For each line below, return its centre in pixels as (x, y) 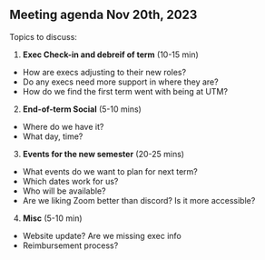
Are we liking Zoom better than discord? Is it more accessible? (139, 200)
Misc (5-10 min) (53, 218)
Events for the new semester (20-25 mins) (103, 154)
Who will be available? (64, 191)
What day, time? (53, 136)
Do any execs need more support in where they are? (121, 82)
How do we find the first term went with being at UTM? (125, 91)
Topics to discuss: (43, 36)
